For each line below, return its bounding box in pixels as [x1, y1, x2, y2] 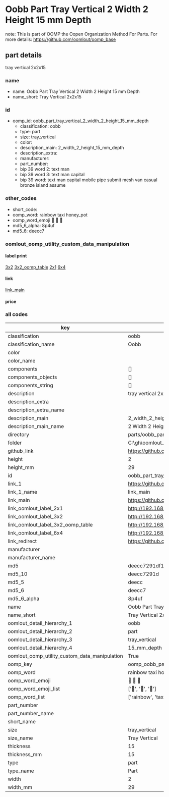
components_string [8, 382, 54, 389]
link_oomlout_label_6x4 [8, 529, 63, 536]
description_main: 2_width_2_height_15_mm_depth [20, 145, 124, 151]
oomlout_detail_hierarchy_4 [8, 644, 72, 651]
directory [8, 431, 29, 438]
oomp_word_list [8, 693, 45, 700]
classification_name [8, 341, 55, 348]
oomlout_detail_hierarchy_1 [8, 619, 72, 626]
